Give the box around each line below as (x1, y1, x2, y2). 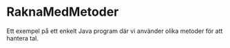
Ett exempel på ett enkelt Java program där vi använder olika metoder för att (6, 27, 223, 35)
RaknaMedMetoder (6, 4, 119, 20)
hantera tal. (6, 34, 39, 42)
